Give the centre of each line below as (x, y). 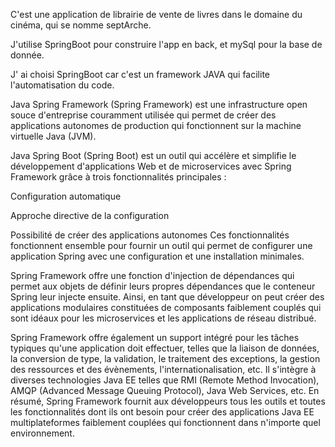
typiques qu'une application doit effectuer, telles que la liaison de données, (165, 348)
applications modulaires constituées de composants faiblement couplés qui (166, 307)
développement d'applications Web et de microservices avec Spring (151, 166)
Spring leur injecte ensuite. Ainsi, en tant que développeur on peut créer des (167, 297)
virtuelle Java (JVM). (53, 136)
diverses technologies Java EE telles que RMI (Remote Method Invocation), (165, 380)
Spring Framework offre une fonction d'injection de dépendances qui (152, 275)
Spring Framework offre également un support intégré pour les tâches (155, 337)
